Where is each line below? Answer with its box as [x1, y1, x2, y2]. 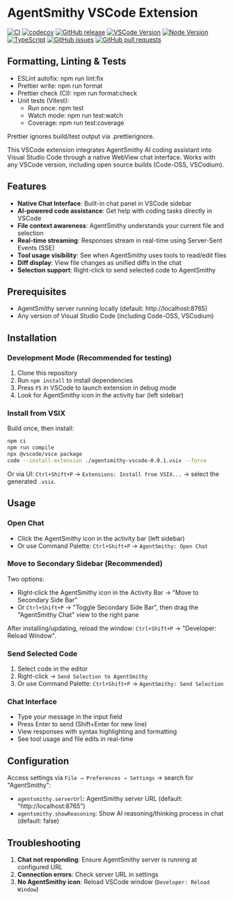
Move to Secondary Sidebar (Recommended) [7, 559, 163, 569]
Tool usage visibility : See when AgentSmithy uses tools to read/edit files [17, 251, 227, 259]
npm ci [7, 438, 26, 445]
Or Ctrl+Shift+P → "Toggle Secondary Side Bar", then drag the [17, 603, 199, 611]
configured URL [17, 863, 63, 871]
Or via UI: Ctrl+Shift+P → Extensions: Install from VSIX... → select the [7, 469, 220, 478]
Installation [7, 332, 57, 344]
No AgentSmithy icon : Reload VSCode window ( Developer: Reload [17, 878, 210, 886]
